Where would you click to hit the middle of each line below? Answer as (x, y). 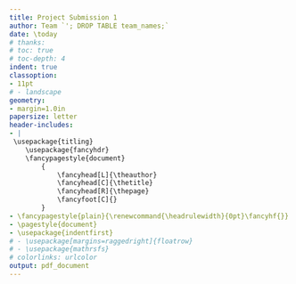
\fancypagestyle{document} (75, 158)
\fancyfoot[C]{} (87, 200)
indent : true (33, 68)
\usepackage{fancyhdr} (67, 150)
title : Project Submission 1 (63, 17)
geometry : (28, 100)
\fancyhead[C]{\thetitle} (105, 183)
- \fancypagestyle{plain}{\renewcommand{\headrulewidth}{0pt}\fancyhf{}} (149, 216)
